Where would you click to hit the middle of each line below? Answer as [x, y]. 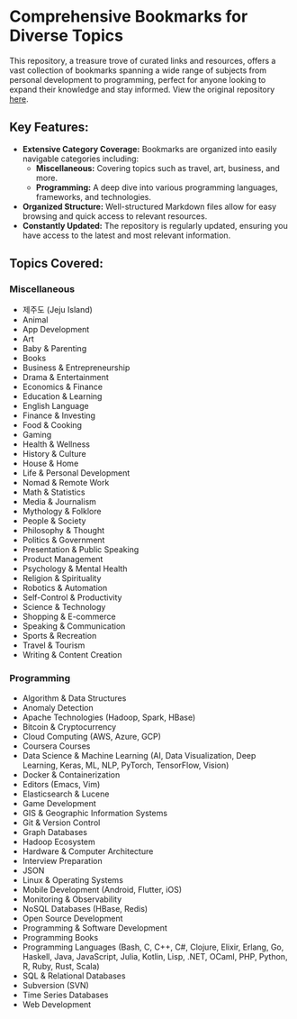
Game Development [59, 803]
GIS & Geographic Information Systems [95, 813]
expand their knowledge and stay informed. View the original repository [142, 89]
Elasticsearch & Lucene [66, 794]
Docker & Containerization [71, 774]
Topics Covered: [56, 264]
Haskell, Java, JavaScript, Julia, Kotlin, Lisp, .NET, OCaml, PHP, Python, [155, 956]
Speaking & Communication [74, 626]
